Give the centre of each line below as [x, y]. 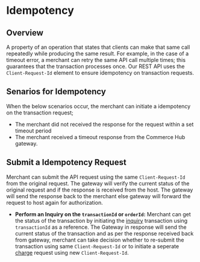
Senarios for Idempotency [56, 92]
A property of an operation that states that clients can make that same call [98, 47]
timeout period [33, 131]
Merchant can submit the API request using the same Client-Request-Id [96, 177]
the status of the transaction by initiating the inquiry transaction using [101, 220]
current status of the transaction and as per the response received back [104, 233]
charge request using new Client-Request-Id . [72, 252]
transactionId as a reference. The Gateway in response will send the [101, 227]
